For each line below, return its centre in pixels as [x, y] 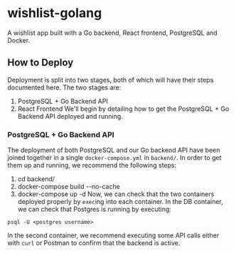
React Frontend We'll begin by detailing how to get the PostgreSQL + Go [123, 109]
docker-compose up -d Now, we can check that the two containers [116, 194]
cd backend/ [36, 179]
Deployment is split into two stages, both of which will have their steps [111, 80]
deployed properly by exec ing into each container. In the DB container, [120, 202]
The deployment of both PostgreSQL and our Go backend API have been [114, 150]
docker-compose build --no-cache [69, 187]
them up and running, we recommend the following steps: [92, 166]
